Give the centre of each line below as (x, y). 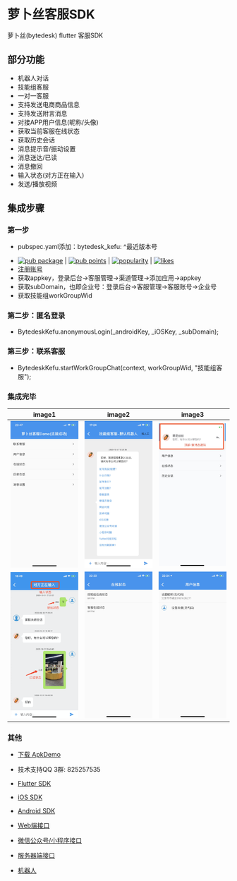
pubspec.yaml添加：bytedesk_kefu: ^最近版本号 (87, 247)
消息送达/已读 (37, 157)
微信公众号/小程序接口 (50, 840)
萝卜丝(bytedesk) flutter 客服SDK (55, 35)
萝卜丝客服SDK (51, 14)
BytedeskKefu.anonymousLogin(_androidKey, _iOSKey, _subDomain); (118, 332)
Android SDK (36, 810)
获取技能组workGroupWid (55, 296)
